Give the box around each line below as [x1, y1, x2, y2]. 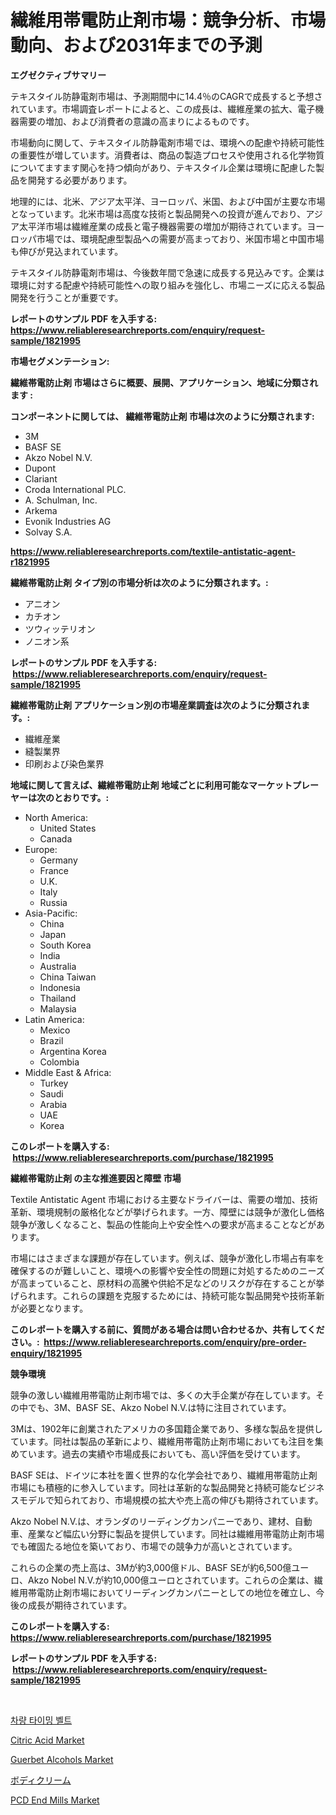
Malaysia [39, 1002, 77, 1015]
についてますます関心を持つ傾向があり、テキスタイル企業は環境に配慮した [10, 161, 316, 173]
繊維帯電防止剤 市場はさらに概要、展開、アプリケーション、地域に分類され [10, 376, 319, 388]
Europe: [24, 843, 58, 855]
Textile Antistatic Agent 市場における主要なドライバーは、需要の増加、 [10, 1193, 301, 1205]
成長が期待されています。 [27, 1599, 133, 1611]
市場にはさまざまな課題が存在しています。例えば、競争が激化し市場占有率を [10, 1252, 325, 1264]
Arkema [24, 504, 58, 516]
